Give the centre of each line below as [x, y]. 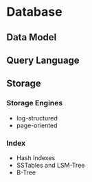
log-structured [37, 118]
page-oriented [37, 125]
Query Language [43, 60]
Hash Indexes [36, 157]
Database [34, 12]
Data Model [32, 37]
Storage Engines [35, 103]
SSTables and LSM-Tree [50, 165]
